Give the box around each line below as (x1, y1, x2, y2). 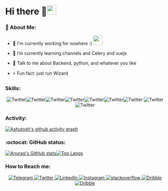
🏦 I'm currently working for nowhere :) (12, 41, 93, 47)
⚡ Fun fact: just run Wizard (12, 70, 68, 76)
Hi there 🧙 (5, 6, 47, 17)
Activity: (5, 114, 27, 121)
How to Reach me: (5, 163, 51, 170)
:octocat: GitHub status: (5, 139, 66, 146)
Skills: (5, 85, 21, 92)
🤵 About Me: (5, 24, 36, 31)
